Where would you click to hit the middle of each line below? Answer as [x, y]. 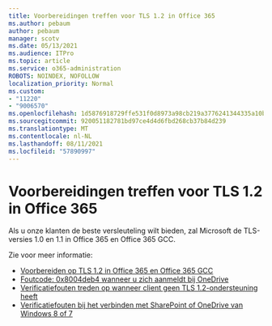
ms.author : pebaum [39, 23]
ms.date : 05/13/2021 [43, 46]
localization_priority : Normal [61, 83]
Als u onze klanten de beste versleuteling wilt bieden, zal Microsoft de [125, 231]
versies [21, 239]
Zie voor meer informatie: [51, 255]
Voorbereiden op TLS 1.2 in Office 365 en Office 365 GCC [117, 271]
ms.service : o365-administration [65, 69]
